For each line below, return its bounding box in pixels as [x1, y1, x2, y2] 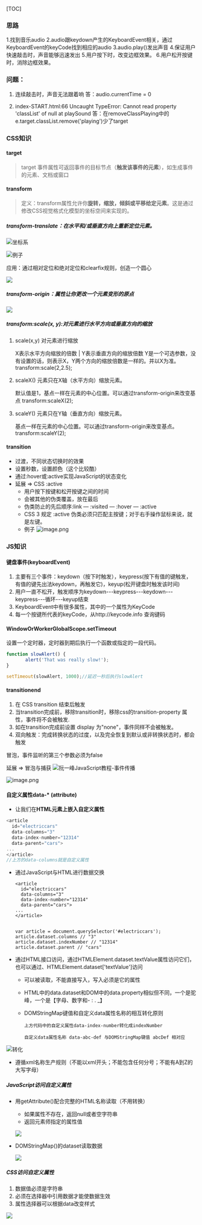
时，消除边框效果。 [6, 59, 54, 66]
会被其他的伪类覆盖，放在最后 [24, 496, 98, 503]
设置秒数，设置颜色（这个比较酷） [14, 465, 100, 473]
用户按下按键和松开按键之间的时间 [24, 488, 109, 495]
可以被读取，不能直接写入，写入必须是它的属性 [24, 976, 140, 984]
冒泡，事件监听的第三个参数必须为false [6, 752, 103, 759]
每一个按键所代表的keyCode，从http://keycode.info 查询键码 [14, 611, 166, 618]
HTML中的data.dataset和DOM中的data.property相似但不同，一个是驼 [24, 989, 197, 996]
